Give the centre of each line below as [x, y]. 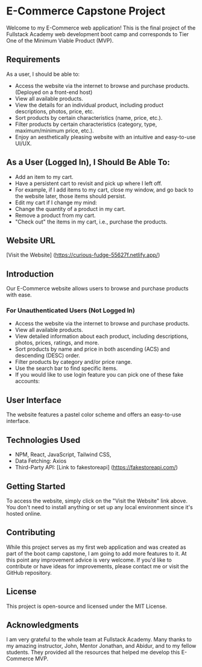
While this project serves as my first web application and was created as [96, 547]
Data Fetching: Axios [41, 461]
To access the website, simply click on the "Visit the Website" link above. [97, 501]
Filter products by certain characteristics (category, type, [86, 124]
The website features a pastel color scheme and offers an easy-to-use [94, 415]
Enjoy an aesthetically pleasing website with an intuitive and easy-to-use [105, 137]
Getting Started [36, 486]
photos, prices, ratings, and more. [57, 343]
